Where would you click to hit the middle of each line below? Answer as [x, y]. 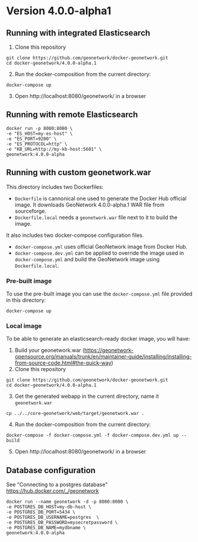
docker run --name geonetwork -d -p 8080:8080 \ [67, 502]
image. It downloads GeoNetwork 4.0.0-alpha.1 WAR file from [90, 205]
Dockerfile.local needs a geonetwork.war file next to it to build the [96, 217]
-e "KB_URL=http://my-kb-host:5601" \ [54, 149]
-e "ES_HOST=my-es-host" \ [39, 134]
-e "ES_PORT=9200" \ [32, 139]
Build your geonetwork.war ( [49, 350]
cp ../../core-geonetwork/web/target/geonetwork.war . [75, 414]
